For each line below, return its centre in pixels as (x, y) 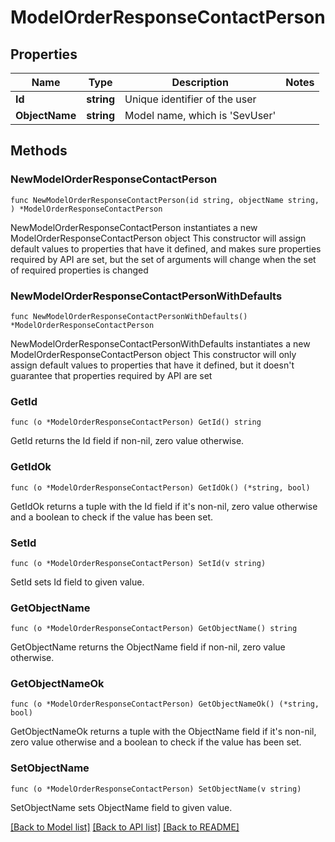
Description (200, 82)
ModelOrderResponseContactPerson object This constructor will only (153, 354)
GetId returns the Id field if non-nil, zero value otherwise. (127, 441)
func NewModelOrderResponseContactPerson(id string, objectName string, (165, 200)
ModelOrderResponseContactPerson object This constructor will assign (158, 238)
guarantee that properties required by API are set (111, 375)
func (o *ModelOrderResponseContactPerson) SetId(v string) (138, 563)
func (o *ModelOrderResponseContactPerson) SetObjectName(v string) (156, 789)
